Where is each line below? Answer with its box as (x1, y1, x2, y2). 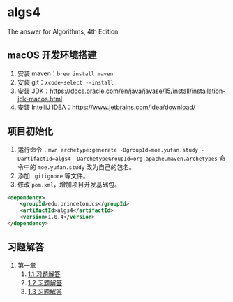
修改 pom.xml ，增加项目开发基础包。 (17, 180, 121, 189)
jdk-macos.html (17, 94, 63, 103)
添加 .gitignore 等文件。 (17, 171, 89, 180)
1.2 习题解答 (27, 278, 63, 287)
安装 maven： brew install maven (17, 69, 114, 78)
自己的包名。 (98, 162, 136, 171)
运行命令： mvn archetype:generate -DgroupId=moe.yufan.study (17, 145, 199, 154)
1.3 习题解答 (27, 287, 63, 296)
